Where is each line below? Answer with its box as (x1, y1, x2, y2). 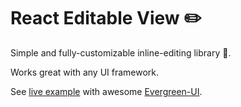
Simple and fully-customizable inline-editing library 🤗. (10, 46, 232, 59)
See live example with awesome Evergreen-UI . (10, 85, 203, 97)
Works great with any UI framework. (10, 66, 160, 78)
